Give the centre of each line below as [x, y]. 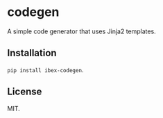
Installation [32, 53]
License [25, 92]
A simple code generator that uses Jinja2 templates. [81, 31]
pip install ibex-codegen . [45, 69]
